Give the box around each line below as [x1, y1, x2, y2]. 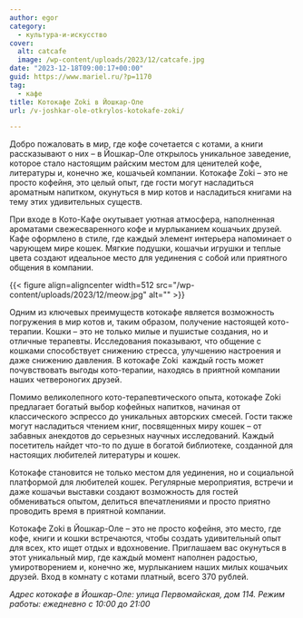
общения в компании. [9, 262, 93, 273]
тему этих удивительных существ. [9, 197, 143, 208]
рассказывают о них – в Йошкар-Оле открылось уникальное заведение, [9, 149, 292, 159]
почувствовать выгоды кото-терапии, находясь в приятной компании [9, 364, 280, 376]
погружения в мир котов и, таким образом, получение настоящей [9, 316, 267, 327]
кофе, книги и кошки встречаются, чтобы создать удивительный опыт [9, 533, 281, 544]
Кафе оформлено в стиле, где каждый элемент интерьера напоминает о [9, 233, 292, 245]
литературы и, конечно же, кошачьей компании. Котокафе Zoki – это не [9, 168, 288, 179]
